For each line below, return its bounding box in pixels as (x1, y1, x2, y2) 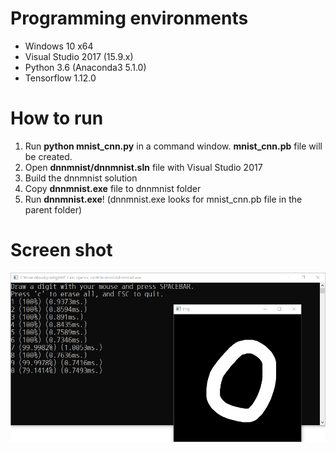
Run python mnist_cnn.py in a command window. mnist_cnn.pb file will (24, 140, 323, 152)
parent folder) (24, 203, 83, 216)
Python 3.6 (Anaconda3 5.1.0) (24, 61, 147, 73)
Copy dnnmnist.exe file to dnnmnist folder (24, 182, 202, 194)
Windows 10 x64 (24, 40, 94, 52)
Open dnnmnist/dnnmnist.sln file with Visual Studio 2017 (24, 161, 263, 173)
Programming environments (10, 7, 249, 30)
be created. (24, 150, 73, 162)
